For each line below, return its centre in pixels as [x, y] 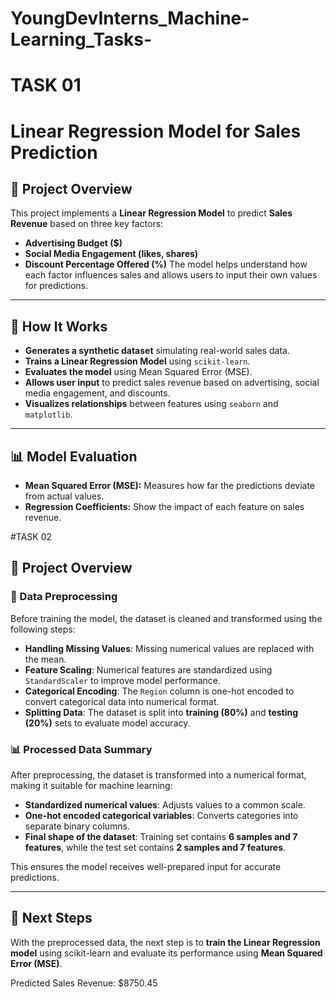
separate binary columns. [77, 826]
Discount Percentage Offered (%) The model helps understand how [166, 264]
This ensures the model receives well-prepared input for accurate [146, 866]
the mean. [45, 659]
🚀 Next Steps [51, 918]
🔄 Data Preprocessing [64, 597]
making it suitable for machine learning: [91, 785]
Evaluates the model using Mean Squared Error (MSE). [138, 372]
